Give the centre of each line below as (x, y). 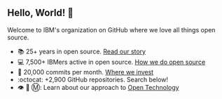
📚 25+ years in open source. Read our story (81, 51)
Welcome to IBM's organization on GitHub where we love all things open (111, 29)
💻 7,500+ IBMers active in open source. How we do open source (111, 62)
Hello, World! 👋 (41, 13)
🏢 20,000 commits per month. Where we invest (85, 72)
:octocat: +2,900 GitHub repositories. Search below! (93, 79)
